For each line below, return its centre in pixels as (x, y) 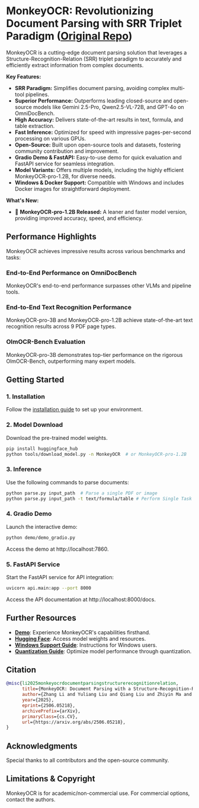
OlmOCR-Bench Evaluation (46, 342)
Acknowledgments (42, 746)
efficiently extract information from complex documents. (75, 65)
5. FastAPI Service (33, 564)
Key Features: (24, 76)
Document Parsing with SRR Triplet (94, 23)
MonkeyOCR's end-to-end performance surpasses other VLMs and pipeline (99, 286)
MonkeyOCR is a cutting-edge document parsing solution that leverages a (97, 52)
